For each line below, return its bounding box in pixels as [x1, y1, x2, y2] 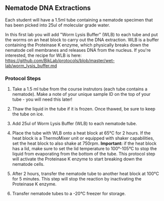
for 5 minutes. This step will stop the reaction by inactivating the [12, 176, 142, 182]
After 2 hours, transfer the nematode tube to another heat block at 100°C [12, 171, 159, 177]
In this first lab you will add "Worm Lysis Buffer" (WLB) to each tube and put [5, 31, 158, 37]
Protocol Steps [5, 75, 41, 82]
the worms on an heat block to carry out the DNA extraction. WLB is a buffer [5, 37, 159, 43]
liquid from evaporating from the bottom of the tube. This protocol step [12, 151, 156, 157]
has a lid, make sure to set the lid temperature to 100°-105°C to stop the [12, 146, 157, 152]
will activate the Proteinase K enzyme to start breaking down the [12, 156, 142, 162]
